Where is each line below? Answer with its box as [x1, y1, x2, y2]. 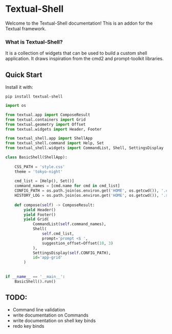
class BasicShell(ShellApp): [5, 155, 68, 160]
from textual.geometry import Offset [5, 122, 86, 127]
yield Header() [24, 207, 56, 212]
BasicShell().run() [14, 279, 56, 284]
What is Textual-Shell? [5, 38, 63, 45]
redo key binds [12, 323, 45, 329]
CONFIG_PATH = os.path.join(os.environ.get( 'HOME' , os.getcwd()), [14, 188, 159, 193]
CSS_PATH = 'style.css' [14, 164, 66, 170]
